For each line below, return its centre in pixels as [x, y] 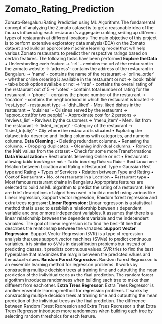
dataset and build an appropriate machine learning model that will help [75, 48]
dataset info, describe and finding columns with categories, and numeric [77, 136]
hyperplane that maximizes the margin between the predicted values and [78, 254]
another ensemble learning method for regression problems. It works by [77, 290]
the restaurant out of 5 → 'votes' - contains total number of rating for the [77, 89]
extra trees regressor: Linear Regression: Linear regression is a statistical [79, 203]
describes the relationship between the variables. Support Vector [71, 228]
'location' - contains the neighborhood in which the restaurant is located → [80, 99]
